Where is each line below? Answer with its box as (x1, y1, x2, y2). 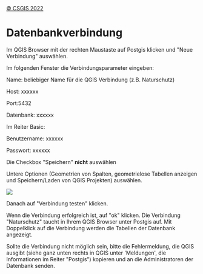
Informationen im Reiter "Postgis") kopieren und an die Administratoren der (6, 255, 194, 262)
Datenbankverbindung (6, 26, 123, 40)
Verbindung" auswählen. (6, 52, 68, 60)
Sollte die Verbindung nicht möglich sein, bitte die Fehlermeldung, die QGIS (6, 242, 195, 250)
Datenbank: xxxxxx (6, 111, 55, 118)
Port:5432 (6, 99, 32, 107)
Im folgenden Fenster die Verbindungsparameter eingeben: (6, 64, 155, 71)
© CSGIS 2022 (6, 5, 44, 12)
